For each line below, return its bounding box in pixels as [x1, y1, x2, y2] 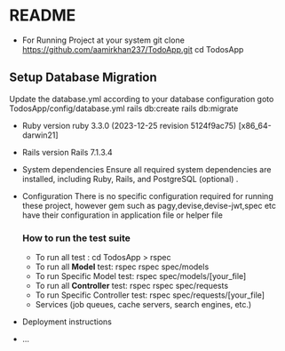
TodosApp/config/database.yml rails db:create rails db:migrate [9, 103, 239, 114]
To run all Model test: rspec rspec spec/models [35, 261, 210, 272]
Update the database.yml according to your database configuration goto [9, 93, 274, 104]
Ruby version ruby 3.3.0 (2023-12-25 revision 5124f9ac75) [21, 120, 237, 131]
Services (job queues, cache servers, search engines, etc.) [35, 299, 252, 310]
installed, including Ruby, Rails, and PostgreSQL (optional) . [21, 173, 239, 184]
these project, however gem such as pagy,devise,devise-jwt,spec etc [21, 200, 277, 211]
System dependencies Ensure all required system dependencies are [21, 164, 272, 174]
